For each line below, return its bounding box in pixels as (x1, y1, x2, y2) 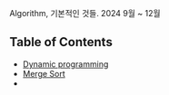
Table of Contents (9, 34, 114, 50)
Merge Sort (22, 68, 65, 79)
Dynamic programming (22, 58, 109, 70)
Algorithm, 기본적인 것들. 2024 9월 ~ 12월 (9, 8, 161, 18)
